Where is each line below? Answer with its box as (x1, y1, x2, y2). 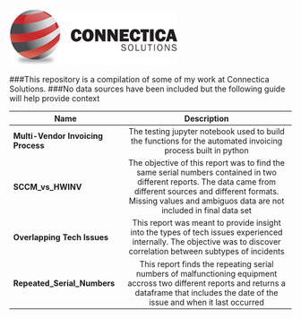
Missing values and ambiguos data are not (128, 195, 285, 206)
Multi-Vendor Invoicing (13, 131, 103, 142)
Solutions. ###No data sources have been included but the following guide (9, 83, 286, 94)
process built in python (164, 144, 249, 156)
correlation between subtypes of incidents (128, 246, 285, 257)
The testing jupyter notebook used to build (128, 125, 285, 136)
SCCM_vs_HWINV (13, 181, 82, 192)
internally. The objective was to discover (132, 237, 281, 247)
